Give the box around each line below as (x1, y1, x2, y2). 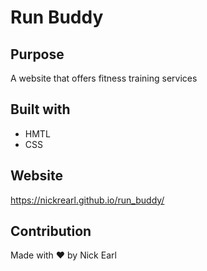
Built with (10, 101, 71, 118)
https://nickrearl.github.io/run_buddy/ (10, 194, 165, 206)
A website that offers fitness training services (10, 72, 198, 84)
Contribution (10, 223, 92, 240)
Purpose (10, 46, 65, 63)
